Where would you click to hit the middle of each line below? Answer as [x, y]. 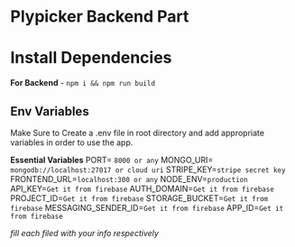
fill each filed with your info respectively [84, 233]
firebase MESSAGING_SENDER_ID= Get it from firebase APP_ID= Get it [147, 207]
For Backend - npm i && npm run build [83, 83]
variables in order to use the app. [72, 142]
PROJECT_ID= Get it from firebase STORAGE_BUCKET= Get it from [139, 198]
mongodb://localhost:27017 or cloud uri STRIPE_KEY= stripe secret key [148, 169]
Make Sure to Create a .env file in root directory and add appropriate [138, 133]
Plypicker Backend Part [100, 17]
